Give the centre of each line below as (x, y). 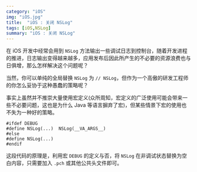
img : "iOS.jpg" (25, 17)
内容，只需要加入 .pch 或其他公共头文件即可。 (67, 163)
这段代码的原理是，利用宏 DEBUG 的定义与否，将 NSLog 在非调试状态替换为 (94, 156)
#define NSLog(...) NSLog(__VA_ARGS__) (56, 129)
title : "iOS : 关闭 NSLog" (40, 22)
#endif (14, 144)
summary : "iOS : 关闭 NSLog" (41, 33)
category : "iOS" (26, 11)
